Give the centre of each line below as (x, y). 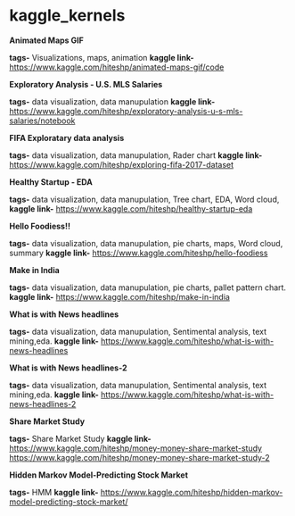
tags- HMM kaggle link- (54, 492)
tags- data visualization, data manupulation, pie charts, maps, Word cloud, (146, 243)
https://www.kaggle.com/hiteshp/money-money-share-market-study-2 (139, 457)
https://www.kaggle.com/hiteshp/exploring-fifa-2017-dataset (122, 164)
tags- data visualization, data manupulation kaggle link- (112, 101)
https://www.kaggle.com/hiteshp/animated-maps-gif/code (117, 67)
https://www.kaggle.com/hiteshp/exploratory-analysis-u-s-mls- (126, 111)
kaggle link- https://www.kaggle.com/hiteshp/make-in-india (119, 296)
